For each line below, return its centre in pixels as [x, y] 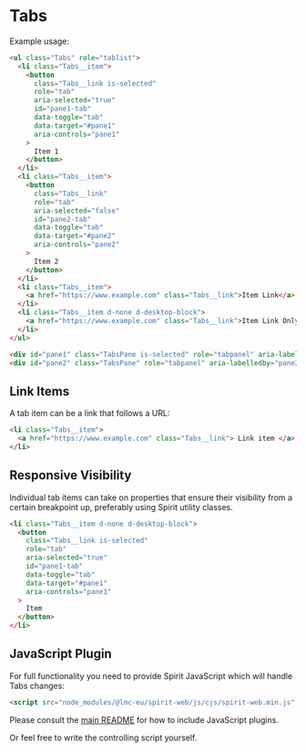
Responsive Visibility [71, 475]
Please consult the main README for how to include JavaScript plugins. [144, 720]
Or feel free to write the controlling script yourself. [103, 737]
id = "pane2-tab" [62, 219]
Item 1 [46, 151]
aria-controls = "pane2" [76, 245]
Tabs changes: [37, 685]
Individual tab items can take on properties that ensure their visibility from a [151, 497]
